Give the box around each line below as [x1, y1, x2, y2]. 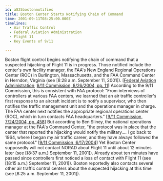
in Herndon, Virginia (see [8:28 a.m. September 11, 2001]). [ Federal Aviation [5, 77, 157, 83]
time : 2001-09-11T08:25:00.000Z [5, 16, 71, 21]
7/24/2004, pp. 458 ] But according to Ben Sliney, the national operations [5, 119, 151, 124]
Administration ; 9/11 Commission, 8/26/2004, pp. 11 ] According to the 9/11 [5, 82, 153, 88]
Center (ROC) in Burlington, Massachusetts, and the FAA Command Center [5, 72, 155, 78]
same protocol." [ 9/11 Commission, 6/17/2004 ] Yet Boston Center [5, 140, 136, 145]
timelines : [5, 20, 27, 26]
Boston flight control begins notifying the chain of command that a [5, 57, 139, 62]
